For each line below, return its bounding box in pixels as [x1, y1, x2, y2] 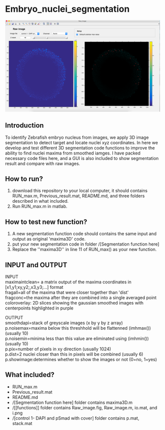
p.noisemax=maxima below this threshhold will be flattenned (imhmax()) [5, 325, 151, 331]
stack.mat [12, 420, 33, 426]
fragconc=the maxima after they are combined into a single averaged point [5, 294, 157, 301]
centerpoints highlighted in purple [5, 305, 74, 311]
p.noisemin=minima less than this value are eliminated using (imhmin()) [5, 336, 149, 341]
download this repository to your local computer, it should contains [12, 188, 148, 194]
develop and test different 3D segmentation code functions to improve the [5, 145, 155, 151]
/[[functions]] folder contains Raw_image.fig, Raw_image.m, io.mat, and [12, 404, 158, 410]
